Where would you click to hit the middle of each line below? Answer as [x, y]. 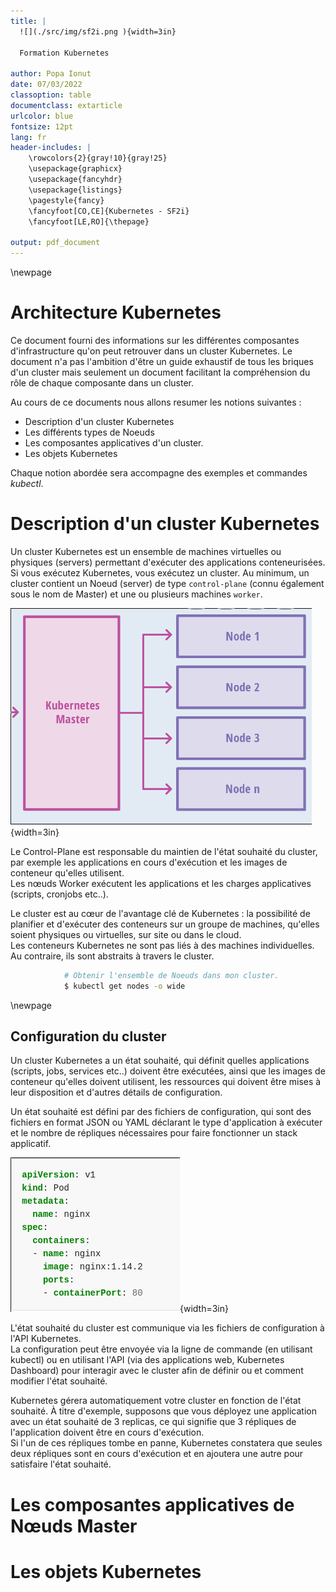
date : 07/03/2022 [46, 85]
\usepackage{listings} [75, 190]
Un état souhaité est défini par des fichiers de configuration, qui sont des [161, 1112]
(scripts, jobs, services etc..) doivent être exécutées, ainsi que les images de [168, 1071]
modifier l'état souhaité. [59, 1381]
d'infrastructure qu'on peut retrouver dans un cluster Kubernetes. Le [151, 351]
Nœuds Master [74, 1526]
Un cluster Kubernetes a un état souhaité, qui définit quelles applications [160, 1061]
